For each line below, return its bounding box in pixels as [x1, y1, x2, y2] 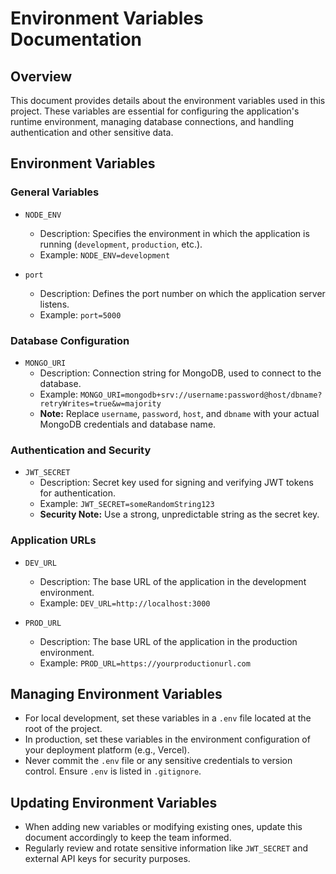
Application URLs [10, 533, 97, 547]
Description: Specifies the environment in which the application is [39, 227, 310, 239]
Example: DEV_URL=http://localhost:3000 [39, 597, 211, 609]
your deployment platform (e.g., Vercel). [24, 744, 190, 756]
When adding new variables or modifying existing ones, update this [24, 821, 303, 833]
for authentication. [39, 487, 117, 499]
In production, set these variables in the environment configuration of [24, 733, 311, 746]
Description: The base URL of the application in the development [39, 575, 307, 587]
